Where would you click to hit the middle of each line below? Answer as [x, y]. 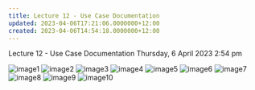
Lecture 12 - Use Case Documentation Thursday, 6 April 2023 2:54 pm [125, 54]
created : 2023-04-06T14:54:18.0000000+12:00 [84, 31]
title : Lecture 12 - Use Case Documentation [84, 16]
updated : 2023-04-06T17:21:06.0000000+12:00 [84, 23]
